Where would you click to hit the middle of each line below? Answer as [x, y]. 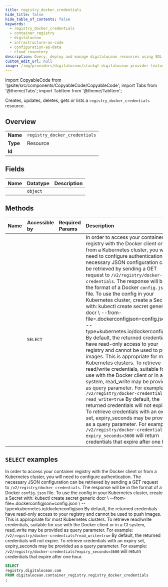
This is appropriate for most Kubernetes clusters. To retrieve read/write [78, 519]
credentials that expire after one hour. [44, 557]
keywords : [15, 24]
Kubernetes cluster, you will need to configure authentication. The [73, 477]
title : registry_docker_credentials [43, 10]
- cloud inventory [29, 52]
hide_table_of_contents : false [38, 19]
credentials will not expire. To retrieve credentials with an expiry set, [75, 541]
